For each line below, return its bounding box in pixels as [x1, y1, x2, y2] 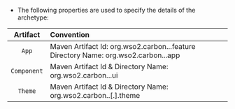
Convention [50, 30, 90, 39]
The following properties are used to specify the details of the [17, 6, 196, 14]
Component [10, 67, 43, 75]
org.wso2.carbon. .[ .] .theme [50, 91, 141, 100]
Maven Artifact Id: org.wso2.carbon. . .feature [50, 42, 196, 51]
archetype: [17, 13, 49, 22]
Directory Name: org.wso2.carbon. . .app [50, 50, 180, 60]
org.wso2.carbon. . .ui [50, 71, 118, 80]
